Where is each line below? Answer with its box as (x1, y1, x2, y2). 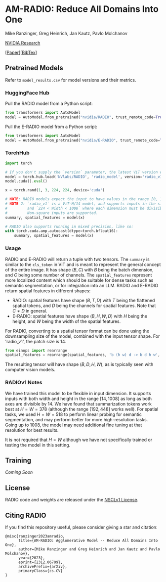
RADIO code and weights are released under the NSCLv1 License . (5, 497, 139, 503)
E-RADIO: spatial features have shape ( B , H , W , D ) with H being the (12, 313, 147, 319)
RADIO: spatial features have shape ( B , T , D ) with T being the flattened (12, 297, 155, 303)
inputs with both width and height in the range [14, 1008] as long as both (5, 396, 152, 402)
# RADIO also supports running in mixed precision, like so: (5, 224, 134, 229)
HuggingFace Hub (5, 89, 49, 96)
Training (5, 456, 32, 464)
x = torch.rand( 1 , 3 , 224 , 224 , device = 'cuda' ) (5, 188, 105, 193)
